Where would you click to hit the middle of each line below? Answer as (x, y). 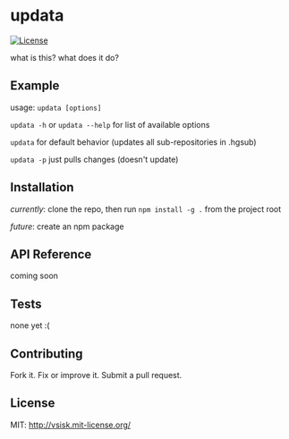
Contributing (47, 354)
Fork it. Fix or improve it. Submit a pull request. (96, 375)
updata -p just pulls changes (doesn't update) (94, 159)
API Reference (51, 254)
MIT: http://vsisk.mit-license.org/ (71, 425)
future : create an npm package (67, 226)
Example (35, 86)
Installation (42, 187)
